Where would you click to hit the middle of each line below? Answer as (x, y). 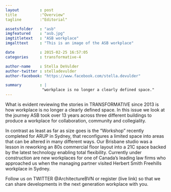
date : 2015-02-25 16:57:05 (47, 52)
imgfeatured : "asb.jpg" (35, 34)
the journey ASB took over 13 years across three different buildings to (79, 115)
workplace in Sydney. (28, 169)
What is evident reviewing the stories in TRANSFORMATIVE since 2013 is (82, 104)
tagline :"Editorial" (36, 19)
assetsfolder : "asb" (31, 29)
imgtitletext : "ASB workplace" (42, 38)
